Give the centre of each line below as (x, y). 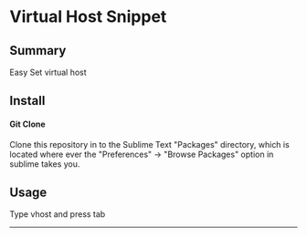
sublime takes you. (45, 164)
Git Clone (27, 124)
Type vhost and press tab (58, 214)
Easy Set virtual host (48, 72)
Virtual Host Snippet (88, 17)
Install (27, 101)
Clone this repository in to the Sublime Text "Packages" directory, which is (149, 144)
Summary (38, 51)
